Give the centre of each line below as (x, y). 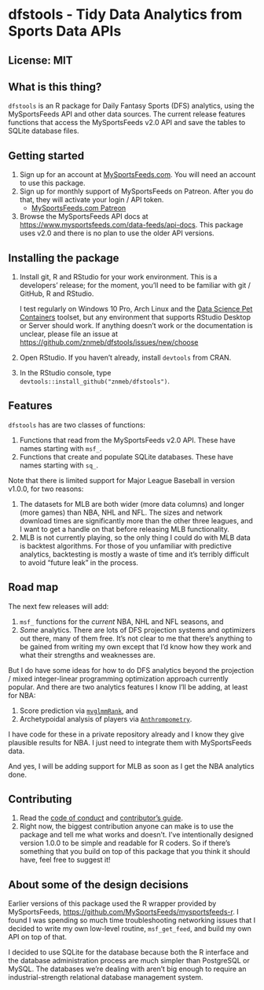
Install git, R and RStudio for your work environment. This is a (118, 277)
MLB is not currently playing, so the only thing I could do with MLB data (135, 537)
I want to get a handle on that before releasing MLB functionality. (124, 529)
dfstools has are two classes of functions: (77, 425)
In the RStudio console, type (65, 373)
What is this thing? (55, 87)
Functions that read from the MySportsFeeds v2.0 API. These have (127, 440)
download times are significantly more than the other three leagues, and (136, 520)
